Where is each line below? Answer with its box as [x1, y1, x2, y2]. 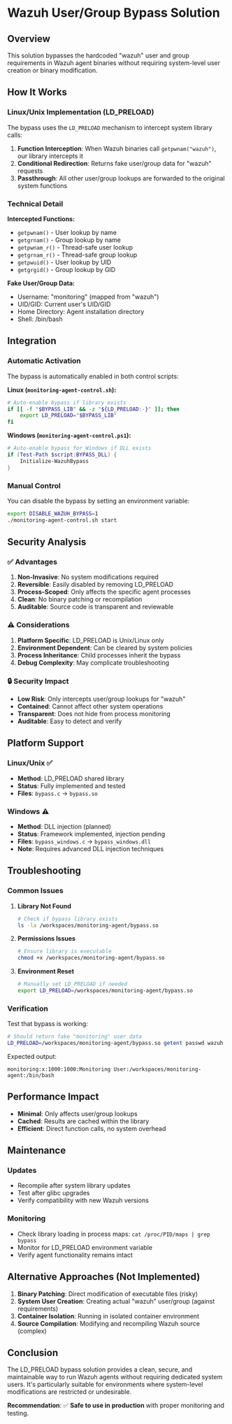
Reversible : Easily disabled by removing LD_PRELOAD [17, 581, 173, 589]
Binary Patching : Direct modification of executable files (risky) [17, 1289, 198, 1298]
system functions [17, 181, 68, 190]
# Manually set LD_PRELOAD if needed [17, 981, 128, 988]
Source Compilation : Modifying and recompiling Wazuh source [17, 1319, 201, 1327]
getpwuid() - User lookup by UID [17, 257, 112, 266]
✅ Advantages [7, 557, 58, 567]
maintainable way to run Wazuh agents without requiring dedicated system [7, 1373, 223, 1381]
